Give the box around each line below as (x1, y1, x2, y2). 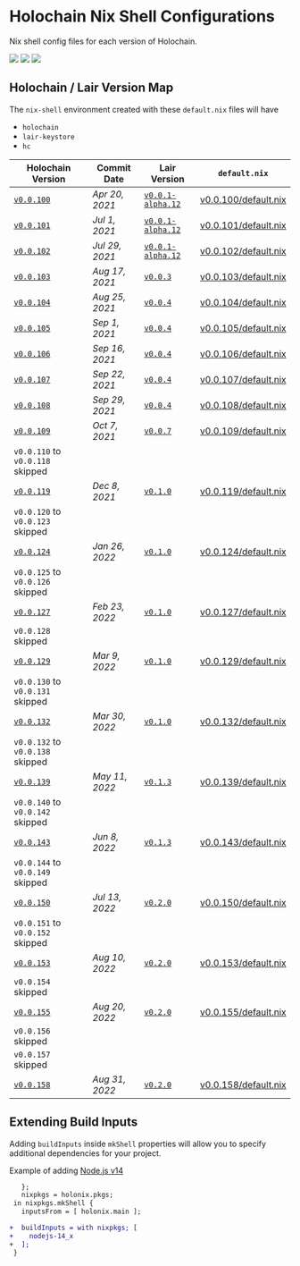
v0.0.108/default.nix (199, 399, 287, 411)
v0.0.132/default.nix (199, 715, 287, 728)
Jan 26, (92, 539, 125, 552)
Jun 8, (92, 830, 119, 842)
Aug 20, (92, 1000, 127, 1012)
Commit (96, 161, 131, 173)
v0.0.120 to (13, 505, 62, 518)
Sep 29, (92, 393, 126, 406)
